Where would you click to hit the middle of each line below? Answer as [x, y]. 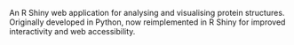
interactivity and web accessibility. [72, 31]
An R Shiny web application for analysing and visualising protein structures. [147, 13]
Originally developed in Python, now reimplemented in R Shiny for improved [147, 22]
